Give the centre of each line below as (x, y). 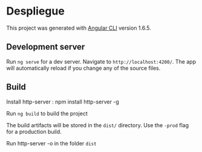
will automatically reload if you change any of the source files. (83, 68)
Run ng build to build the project (47, 113)
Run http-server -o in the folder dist (51, 143)
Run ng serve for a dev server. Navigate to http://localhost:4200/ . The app (101, 61)
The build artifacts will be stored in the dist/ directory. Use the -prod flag (98, 125)
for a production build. (34, 131)
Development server (46, 47)
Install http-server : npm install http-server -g (63, 102)
